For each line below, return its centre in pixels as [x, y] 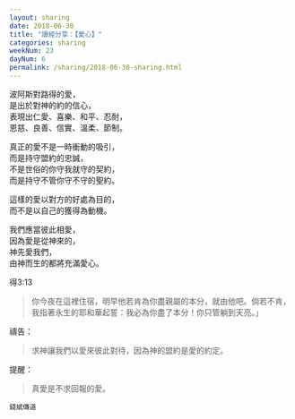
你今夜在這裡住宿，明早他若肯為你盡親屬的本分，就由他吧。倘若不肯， [161, 301]
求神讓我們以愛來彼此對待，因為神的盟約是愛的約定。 [130, 350]
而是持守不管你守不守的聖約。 [64, 180]
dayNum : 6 [28, 59]
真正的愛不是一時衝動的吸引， [64, 146]
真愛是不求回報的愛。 [70, 388]
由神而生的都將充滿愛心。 [56, 263]
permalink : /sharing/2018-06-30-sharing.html [95, 68]
